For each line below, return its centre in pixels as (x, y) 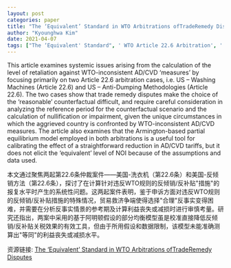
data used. (22, 160)
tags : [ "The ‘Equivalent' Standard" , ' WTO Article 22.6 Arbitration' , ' (115, 45)
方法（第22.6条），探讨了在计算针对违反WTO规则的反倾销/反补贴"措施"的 (116, 183)
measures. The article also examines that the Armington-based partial (106, 131)
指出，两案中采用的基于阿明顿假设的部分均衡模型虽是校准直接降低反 (115, 217)
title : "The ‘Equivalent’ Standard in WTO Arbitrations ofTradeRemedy (110, 26)
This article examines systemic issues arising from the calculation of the (109, 65)
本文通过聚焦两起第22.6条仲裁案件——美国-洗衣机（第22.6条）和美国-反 (110, 174)
